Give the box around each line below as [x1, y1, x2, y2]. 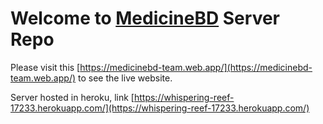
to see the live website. [77, 72, 173, 84]
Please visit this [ [10, 61, 81, 73]
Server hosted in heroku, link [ [10, 91, 135, 103]
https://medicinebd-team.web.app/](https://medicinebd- [79, 61, 313, 73]
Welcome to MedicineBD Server [10, 7, 281, 30]
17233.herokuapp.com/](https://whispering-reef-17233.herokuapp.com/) [10, 102, 310, 114]
